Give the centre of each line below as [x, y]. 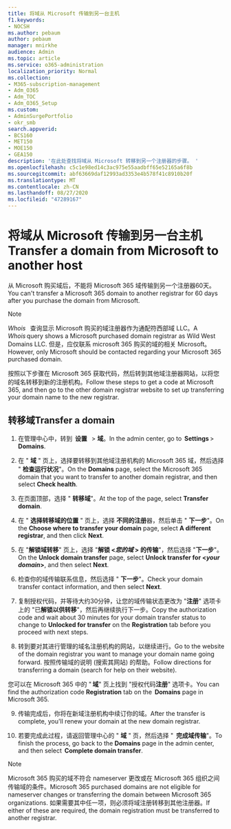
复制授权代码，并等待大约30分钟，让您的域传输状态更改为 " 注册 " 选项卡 [120, 601]
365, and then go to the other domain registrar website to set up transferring [116, 390]
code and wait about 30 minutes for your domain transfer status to [112, 617]
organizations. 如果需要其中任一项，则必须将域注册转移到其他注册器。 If [109, 802]
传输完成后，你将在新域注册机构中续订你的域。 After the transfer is [111, 713]
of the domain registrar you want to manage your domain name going [116, 654]
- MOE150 [20, 148]
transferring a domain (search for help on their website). [97, 670]
